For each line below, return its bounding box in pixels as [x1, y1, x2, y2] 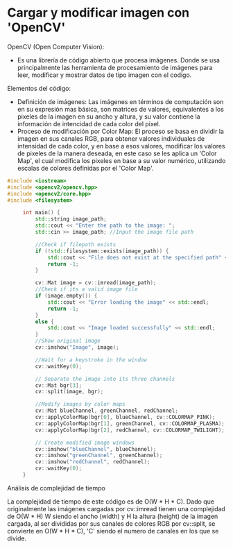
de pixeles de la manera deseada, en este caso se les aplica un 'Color [17, 149, 217, 157]
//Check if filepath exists [35, 241, 116, 248]
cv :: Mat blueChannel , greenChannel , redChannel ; [35, 407, 178, 414]
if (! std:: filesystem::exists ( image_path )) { [35, 248, 169, 255]
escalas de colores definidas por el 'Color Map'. [17, 164, 154, 172]
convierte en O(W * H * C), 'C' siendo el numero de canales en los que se [7, 526, 219, 535]
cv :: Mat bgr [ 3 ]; [35, 382, 82, 389]
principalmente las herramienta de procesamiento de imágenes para [17, 63, 213, 71]
